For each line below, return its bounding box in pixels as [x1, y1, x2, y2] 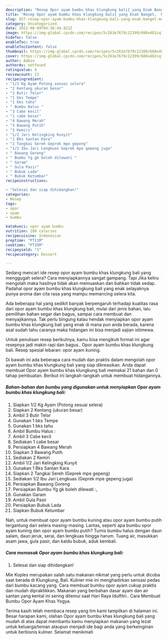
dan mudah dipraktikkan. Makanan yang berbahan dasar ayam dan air [5, 588, 149, 594]
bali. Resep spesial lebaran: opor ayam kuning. [5, 347, 101, 353]
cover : [5, 53, 19, 59]
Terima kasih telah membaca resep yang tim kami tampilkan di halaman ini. [5, 608, 159, 614]
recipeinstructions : [5, 179, 49, 183]
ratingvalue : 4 [5, 68, 37, 73]
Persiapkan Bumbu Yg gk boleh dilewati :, [12, 486, 98, 492]
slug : [5, 16, 17, 21]
